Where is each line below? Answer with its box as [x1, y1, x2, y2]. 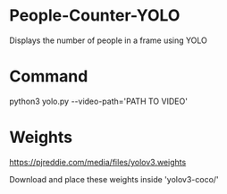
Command [9, 66, 88, 87]
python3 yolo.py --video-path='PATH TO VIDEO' [9, 96, 188, 106]
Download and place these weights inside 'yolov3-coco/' [9, 173, 219, 184]
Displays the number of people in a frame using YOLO [9, 35, 208, 46]
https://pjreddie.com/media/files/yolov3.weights [9, 156, 187, 167]
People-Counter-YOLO [9, 5, 181, 26]
